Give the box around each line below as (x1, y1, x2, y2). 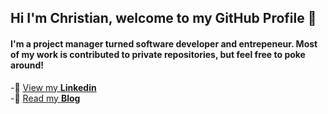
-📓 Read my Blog (10, 92, 81, 104)
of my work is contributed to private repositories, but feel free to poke (10, 48, 306, 60)
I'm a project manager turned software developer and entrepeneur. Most (10, 37, 318, 50)
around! (10, 59, 45, 71)
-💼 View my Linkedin (10, 81, 97, 93)
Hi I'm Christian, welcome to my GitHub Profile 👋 (10, 10, 317, 27)
